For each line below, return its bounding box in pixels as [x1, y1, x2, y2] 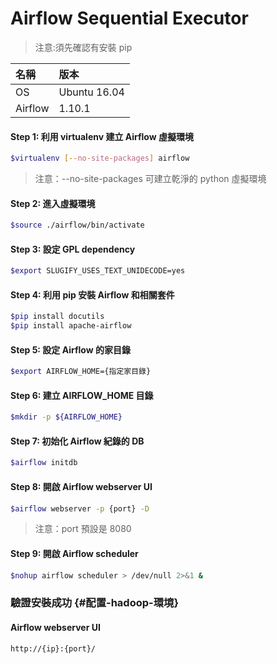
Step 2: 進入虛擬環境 [10, 197, 96, 209]
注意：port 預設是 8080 [34, 523, 132, 535]
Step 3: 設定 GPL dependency [10, 243, 136, 255]
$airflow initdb [10, 458, 78, 468]
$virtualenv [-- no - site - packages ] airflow [10, 153, 190, 164]
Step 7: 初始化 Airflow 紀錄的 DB [10, 435, 145, 447]
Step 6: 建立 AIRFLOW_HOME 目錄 [10, 389, 154, 401]
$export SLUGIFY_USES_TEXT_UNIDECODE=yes [10, 266, 186, 276]
